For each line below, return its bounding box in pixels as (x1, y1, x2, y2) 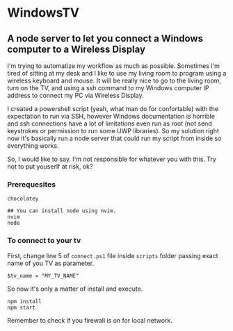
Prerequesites (7, 179, 56, 189)
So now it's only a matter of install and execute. (7, 285, 143, 293)
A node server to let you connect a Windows (7, 33, 204, 44)
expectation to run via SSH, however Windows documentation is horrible (7, 112, 216, 120)
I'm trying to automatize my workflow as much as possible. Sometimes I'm (7, 62, 220, 70)
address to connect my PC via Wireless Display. (7, 92, 144, 99)
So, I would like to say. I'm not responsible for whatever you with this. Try (7, 155, 217, 163)
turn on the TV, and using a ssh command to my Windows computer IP (7, 84, 209, 92)
